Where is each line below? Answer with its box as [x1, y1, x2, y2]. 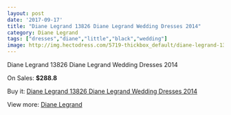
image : [7, 42, 26, 49]
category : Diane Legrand [7, 29, 78, 36]
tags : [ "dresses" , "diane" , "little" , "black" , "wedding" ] [7, 36, 168, 42]
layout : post [7, 10, 45, 17]
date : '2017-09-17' [7, 16, 63, 23]
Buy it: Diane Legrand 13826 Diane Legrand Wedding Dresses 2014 [7, 87, 198, 95]
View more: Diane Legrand [7, 101, 82, 108]
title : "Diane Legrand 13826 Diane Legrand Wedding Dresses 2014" [7, 23, 201, 29]
